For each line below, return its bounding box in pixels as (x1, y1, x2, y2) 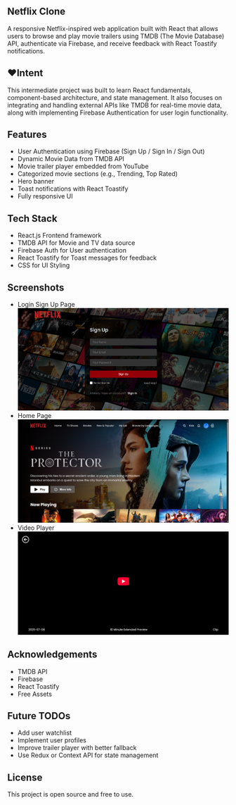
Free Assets (17, 690, 53, 698)
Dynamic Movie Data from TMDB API (17, 155, 125, 163)
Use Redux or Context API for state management (17, 751, 159, 759)
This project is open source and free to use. (7, 790, 134, 799)
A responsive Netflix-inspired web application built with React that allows (7, 24, 218, 32)
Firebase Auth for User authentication (17, 246, 127, 255)
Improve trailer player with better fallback (17, 744, 137, 752)
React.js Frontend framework (17, 232, 102, 240)
